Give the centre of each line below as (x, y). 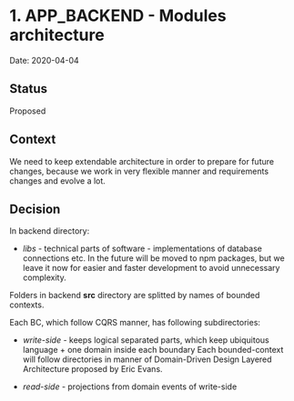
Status (29, 89)
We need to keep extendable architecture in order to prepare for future (142, 161)
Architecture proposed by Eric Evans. (92, 369)
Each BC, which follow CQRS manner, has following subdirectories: (135, 323)
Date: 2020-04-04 (44, 60)
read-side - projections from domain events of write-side (130, 386)
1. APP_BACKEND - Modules (118, 16)
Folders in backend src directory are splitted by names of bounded (135, 296)
